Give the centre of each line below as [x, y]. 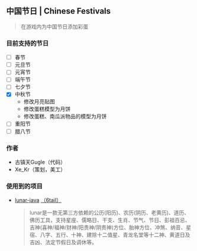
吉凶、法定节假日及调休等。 [63, 242]
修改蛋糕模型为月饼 [47, 109]
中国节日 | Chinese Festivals [59, 11]
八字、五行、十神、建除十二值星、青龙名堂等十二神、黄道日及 [115, 235]
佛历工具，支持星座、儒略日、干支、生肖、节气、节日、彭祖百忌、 [110, 220]
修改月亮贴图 [39, 102]
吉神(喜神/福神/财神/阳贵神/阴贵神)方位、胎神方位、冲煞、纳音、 [108, 227]
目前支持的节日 [28, 43]
